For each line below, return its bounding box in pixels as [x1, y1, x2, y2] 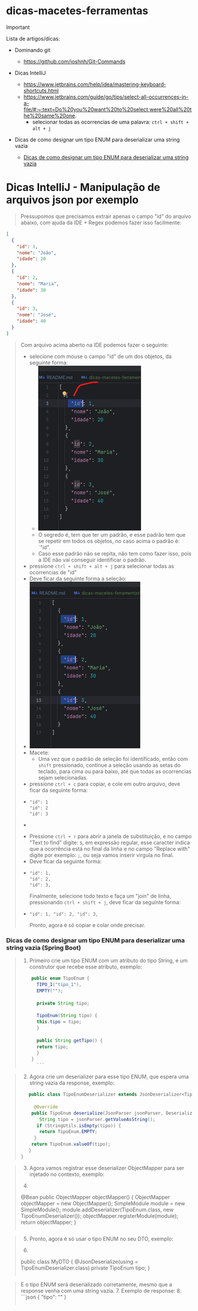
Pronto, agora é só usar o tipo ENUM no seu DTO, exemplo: [29, 1235, 174, 1242]
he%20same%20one [23, 112, 75, 119]
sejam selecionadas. [38, 774, 88, 781]
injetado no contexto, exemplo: [29, 1171, 105, 1178]
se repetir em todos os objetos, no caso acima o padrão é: [38, 537, 180, 544]
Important [6, 24, 30, 31]
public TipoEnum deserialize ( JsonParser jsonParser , [31, 1110, 164, 1116]
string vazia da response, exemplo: [29, 1079, 115, 1086]
